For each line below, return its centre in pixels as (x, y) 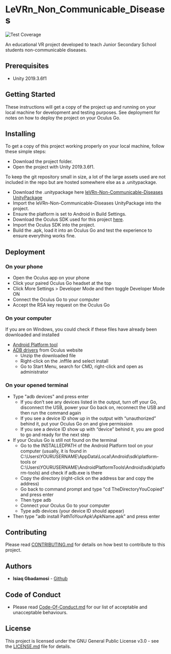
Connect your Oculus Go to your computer (65, 505)
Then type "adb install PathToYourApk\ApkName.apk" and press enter (86, 516)
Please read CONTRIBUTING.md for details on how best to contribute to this (85, 545)
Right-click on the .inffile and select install (64, 361)
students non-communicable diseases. (46, 50)
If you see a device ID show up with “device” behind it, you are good (92, 429)
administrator (34, 372)
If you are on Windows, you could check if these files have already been (81, 330)
